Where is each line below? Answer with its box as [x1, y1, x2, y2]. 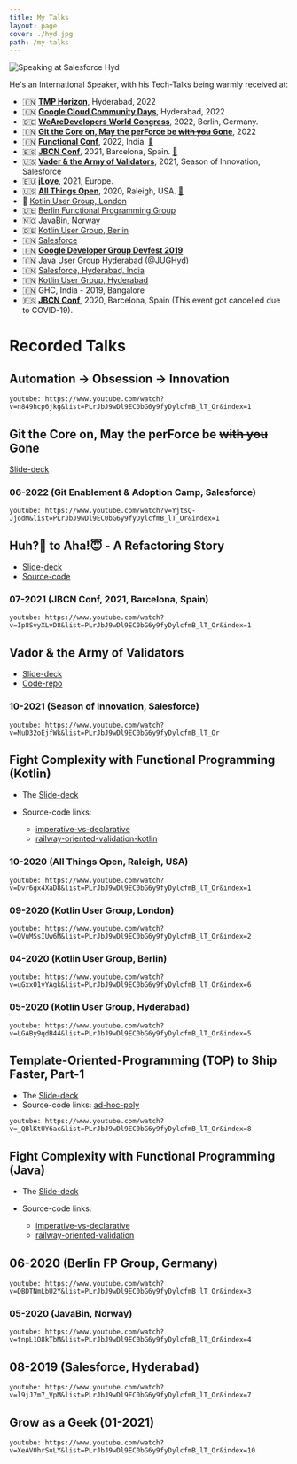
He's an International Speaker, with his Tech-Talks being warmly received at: [9, 79, 289, 90]
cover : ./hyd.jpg [9, 29, 74, 38]
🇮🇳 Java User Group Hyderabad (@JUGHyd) [21, 255, 189, 266]
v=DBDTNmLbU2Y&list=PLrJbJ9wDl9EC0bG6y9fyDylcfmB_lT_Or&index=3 [9, 1287, 252, 1296]
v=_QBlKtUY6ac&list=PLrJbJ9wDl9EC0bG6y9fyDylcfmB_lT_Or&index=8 [9, 1124, 252, 1134]
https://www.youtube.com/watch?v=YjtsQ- [44, 507, 197, 516]
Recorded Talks [9, 336, 127, 356]
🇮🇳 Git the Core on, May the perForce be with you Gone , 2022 [21, 126, 257, 138]
